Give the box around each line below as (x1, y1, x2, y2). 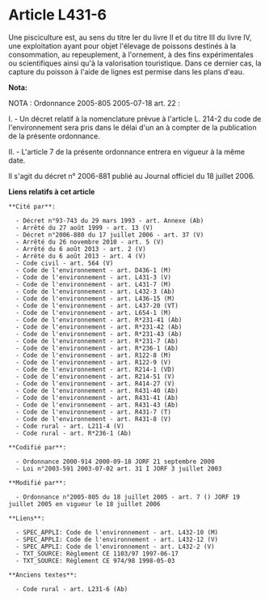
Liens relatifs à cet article (8, 186, 95, 196)
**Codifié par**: (8, 443, 67, 451)
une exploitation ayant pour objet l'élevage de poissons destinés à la (8, 40, 237, 50)
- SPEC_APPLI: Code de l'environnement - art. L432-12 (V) (15, 535, 219, 543)
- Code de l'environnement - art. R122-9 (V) (15, 358, 172, 366)
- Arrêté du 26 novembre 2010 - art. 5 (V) (15, 237, 164, 246)
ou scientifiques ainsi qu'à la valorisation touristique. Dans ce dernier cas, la (8, 58, 262, 68)
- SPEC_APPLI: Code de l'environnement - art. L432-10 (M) (15, 528, 219, 536)
